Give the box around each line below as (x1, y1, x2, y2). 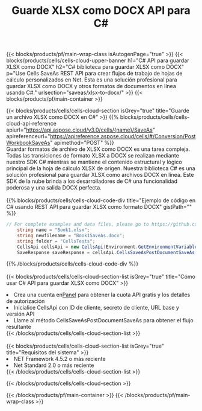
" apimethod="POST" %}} (50, 139, 114, 147)
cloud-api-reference (6, 120, 57, 127)
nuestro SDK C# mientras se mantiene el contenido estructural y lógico (6, 158, 182, 166)
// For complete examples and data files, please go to (6, 221, 149, 228)
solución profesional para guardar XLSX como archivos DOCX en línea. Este (6, 171, 194, 179)
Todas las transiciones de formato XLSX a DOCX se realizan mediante (6, 152, 179, 159)
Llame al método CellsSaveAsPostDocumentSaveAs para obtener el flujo (14, 317, 194, 324)
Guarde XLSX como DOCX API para (11, 4, 191, 18)
